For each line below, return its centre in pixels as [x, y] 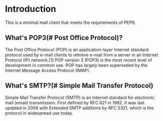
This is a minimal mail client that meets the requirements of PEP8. [71, 22]
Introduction [31, 9]
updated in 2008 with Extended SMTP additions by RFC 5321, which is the [80, 108]
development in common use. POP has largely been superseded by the [76, 65]
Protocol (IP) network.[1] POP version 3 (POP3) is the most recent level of [79, 60]
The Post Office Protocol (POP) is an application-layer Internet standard [77, 49]
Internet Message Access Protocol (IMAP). [48, 70]
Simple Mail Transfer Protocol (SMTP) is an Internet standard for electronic [80, 97]
